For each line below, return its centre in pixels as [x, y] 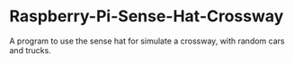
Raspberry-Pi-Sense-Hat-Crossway [147, 16]
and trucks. [30, 50]
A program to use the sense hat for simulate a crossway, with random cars [147, 41]
